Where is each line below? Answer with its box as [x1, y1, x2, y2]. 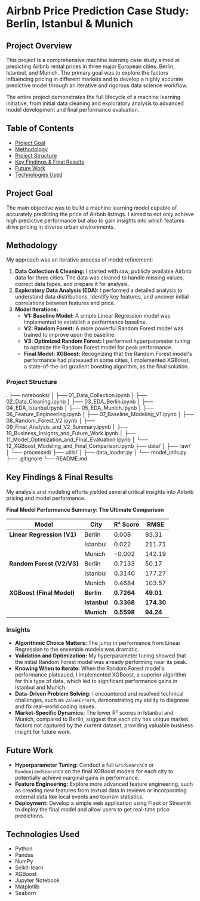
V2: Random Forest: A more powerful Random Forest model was [23, 325, 184, 332]
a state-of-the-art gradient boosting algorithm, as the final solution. [23, 363, 189, 370]
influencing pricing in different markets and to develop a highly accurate [6, 76, 184, 82]
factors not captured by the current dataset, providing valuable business [14, 721, 193, 729]
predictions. [14, 812, 45, 819]
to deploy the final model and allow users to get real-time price [14, 805, 170, 813]
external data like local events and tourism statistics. [14, 793, 144, 800]
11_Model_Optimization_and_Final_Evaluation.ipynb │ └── [6, 436, 148, 443]
